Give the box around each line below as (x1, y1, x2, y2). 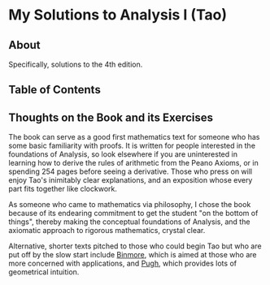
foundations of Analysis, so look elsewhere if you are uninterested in (8, 149, 238, 159)
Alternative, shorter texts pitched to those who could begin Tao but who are (8, 241, 262, 251)
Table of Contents (8, 83, 102, 97)
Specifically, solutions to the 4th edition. (8, 59, 143, 69)
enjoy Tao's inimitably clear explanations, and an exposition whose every (8, 175, 253, 185)
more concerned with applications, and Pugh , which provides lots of (8, 258, 237, 269)
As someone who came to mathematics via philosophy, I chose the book (8, 200, 251, 209)
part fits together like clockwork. (8, 184, 118, 194)
